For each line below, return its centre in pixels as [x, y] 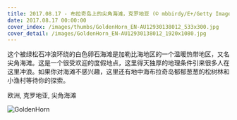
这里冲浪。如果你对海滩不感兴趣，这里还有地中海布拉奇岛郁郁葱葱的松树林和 [119, 72]
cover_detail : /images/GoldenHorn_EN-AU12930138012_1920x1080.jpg [107, 33]
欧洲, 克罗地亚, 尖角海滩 [42, 95]
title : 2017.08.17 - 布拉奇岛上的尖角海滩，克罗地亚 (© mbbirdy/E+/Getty [110, 14]
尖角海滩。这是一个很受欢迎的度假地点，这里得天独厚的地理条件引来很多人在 [119, 63]
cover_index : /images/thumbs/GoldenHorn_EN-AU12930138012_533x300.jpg [113, 27]
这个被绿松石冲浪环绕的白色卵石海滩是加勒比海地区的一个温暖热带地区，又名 [119, 54]
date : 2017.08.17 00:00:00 [47, 20]
